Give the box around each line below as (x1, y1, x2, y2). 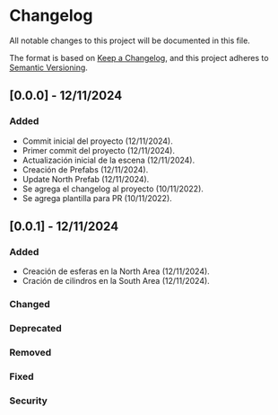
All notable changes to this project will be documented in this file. (9, 35, 251, 46)
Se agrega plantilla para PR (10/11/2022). (22, 192, 172, 203)
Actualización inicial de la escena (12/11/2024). (22, 155, 195, 165)
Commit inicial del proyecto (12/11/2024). (22, 136, 173, 146)
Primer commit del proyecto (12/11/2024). (22, 145, 176, 155)
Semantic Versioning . (9, 62, 88, 73)
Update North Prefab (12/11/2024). (22, 173, 150, 184)
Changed (9, 298, 51, 311)
